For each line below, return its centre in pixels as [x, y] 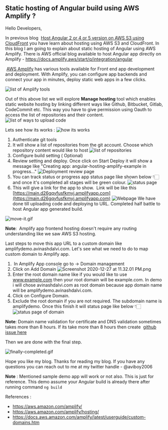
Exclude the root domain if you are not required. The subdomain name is [87, 301]
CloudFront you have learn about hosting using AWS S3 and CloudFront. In [82, 43]
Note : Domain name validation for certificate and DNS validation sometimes [83, 321]
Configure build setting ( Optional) [48, 155]
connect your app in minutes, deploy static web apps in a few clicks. [76, 79]
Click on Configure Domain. [41, 295]
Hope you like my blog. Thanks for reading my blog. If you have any [75, 361]
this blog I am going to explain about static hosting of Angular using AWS [80, 48]
